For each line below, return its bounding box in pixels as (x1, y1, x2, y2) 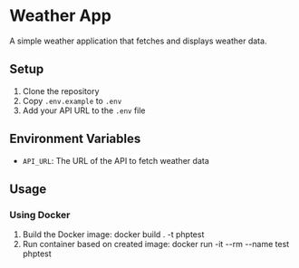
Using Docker (9, 208, 71, 221)
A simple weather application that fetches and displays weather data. (9, 35, 267, 46)
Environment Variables (9, 131, 141, 147)
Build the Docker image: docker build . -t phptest (22, 229, 205, 240)
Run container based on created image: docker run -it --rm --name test (22, 239, 290, 250)
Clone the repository (22, 85, 100, 96)
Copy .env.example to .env (22, 95, 122, 106)
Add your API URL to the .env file (22, 105, 147, 116)
